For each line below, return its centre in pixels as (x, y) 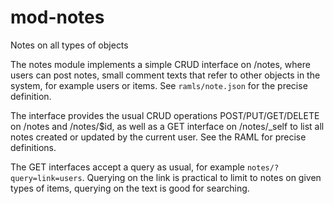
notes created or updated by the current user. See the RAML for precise (158, 137)
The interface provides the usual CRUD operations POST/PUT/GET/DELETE (165, 115)
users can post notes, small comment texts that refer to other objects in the (165, 75)
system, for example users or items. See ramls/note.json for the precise (159, 85)
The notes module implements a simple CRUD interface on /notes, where (160, 64)
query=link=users (46, 178)
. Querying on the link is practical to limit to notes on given (201, 177)
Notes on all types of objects (69, 45)
